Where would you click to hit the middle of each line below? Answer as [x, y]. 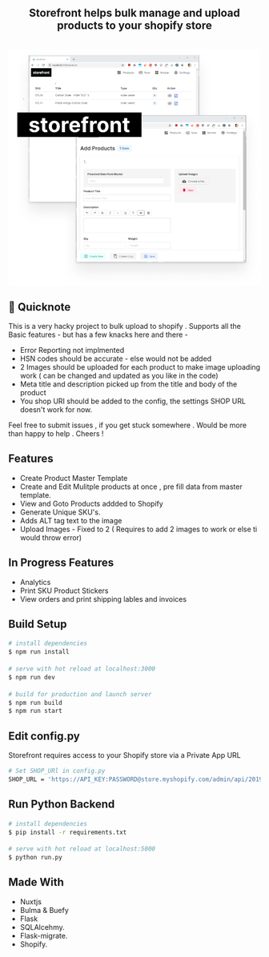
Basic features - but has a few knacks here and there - [98, 334]
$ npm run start [35, 711]
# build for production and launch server [80, 694]
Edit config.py [44, 736]
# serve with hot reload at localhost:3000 [82, 669]
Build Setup [38, 625]
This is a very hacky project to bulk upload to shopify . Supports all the [125, 326]
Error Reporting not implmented [72, 350]
